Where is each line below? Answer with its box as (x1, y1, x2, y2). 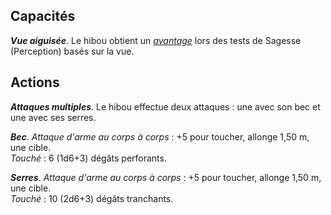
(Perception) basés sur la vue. (10, 45, 135, 57)
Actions (10, 74, 60, 91)
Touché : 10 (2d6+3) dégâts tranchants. (10, 192, 174, 204)
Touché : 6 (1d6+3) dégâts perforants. (10, 152, 167, 164)
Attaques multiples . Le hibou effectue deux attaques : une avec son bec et (10, 100, 321, 113)
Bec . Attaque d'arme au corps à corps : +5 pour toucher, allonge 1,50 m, (10, 130, 310, 143)
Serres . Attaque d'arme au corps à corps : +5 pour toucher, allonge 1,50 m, (10, 171, 322, 183)
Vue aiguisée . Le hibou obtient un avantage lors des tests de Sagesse (10, 34, 302, 46)
